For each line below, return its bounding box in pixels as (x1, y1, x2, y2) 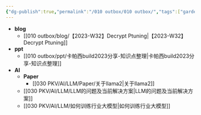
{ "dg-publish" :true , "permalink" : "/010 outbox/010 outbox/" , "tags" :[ (5, 8, 181, 15)
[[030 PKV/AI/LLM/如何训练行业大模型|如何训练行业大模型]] (23, 102, 170, 109)
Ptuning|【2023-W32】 (128, 32, 187, 39)
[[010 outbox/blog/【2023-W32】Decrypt (23, 32, 127, 39)
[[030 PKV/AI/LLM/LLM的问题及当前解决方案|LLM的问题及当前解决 (23, 87, 188, 94)
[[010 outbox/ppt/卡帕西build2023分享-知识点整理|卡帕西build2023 (23, 52, 190, 60)
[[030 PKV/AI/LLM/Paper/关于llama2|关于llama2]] (32, 80, 155, 87)
